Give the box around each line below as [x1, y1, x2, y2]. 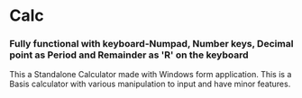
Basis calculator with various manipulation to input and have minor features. [9, 78, 291, 90]
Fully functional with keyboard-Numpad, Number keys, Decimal [9, 38, 294, 50]
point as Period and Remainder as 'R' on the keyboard [9, 49, 249, 61]
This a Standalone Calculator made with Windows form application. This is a [9, 69, 292, 80]
